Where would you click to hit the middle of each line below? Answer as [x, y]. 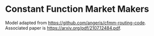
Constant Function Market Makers [77, 9]
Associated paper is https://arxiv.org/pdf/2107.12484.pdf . [63, 28]
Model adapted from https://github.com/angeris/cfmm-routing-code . [76, 23]
